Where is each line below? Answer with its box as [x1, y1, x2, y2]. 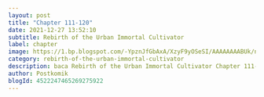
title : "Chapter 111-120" [8, 19, 93, 27]
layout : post [8, 11, 51, 20]
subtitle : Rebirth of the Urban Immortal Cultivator [8, 33, 185, 41]
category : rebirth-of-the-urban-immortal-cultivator [8, 56, 185, 63]
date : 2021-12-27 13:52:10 [8, 26, 97, 34]
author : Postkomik [8, 70, 68, 77]
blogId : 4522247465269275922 [8, 77, 104, 84]
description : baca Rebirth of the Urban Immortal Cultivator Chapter [8, 63, 241, 70]
